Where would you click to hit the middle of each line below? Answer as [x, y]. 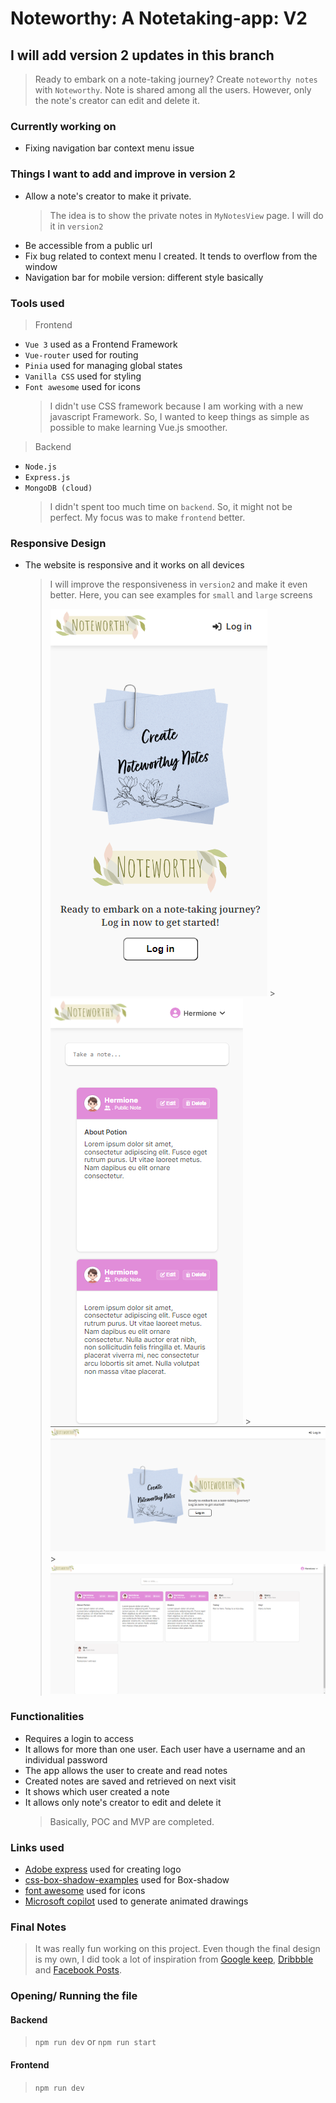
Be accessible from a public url [88, 245]
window [41, 266]
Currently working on [63, 126]
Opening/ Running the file [74, 1996]
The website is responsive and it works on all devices [134, 565]
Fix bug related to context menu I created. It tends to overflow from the [171, 256]
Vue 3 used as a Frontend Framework [101, 344]
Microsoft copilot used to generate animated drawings [136, 1901]
